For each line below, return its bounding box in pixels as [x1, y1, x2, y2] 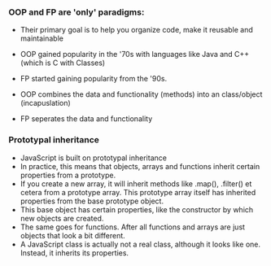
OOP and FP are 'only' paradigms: [8, 7, 145, 18]
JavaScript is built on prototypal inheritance [20, 153, 167, 163]
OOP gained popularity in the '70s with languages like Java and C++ [20, 50, 250, 59]
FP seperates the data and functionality [20, 114, 153, 124]
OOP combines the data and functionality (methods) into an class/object [20, 89, 263, 99]
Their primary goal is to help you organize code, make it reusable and [20, 25, 254, 35]
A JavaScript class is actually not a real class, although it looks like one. [20, 239, 260, 249]
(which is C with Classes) [20, 58, 106, 68]
